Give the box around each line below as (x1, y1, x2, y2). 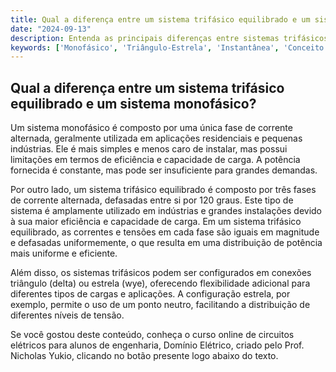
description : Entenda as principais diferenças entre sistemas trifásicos (10, 33, 329, 43)
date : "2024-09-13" (10, 24, 92, 34)
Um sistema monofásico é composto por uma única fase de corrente (10, 122, 293, 134)
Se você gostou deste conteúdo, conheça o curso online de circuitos (10, 329, 295, 341)
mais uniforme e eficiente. (10, 247, 118, 260)
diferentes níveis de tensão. (10, 309, 125, 321)
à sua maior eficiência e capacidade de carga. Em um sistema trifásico (10, 216, 302, 228)
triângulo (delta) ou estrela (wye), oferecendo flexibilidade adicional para (10, 277, 311, 290)
